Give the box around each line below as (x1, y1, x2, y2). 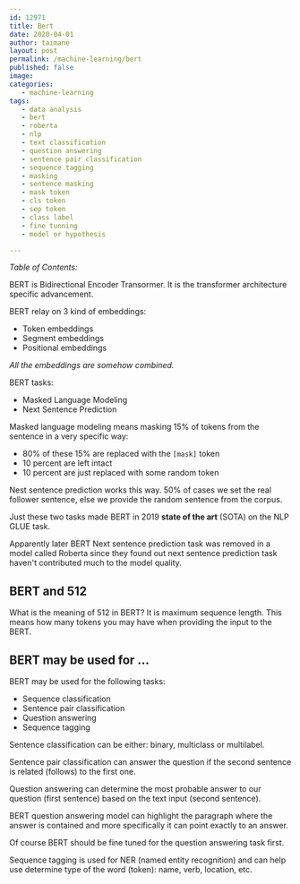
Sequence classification (21, 693, 111, 704)
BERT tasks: (9, 377, 54, 388)
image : (9, 72, 34, 81)
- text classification (21, 138, 106, 147)
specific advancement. (9, 288, 94, 300)
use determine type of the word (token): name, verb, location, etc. (9, 864, 253, 874)
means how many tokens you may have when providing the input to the (9, 617, 272, 628)
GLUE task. (9, 521, 51, 532)
